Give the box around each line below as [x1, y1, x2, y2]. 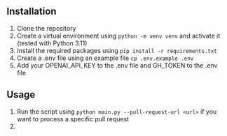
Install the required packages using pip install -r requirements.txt [16, 46, 218, 54]
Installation [6, 6, 57, 17]
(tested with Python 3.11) [16, 38, 88, 47]
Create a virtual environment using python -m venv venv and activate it [16, 31, 221, 40]
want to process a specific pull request [16, 114, 130, 123]
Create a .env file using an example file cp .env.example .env [16, 54, 194, 62]
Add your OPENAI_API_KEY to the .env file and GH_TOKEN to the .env [16, 61, 218, 69]
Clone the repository [16, 24, 76, 32]
